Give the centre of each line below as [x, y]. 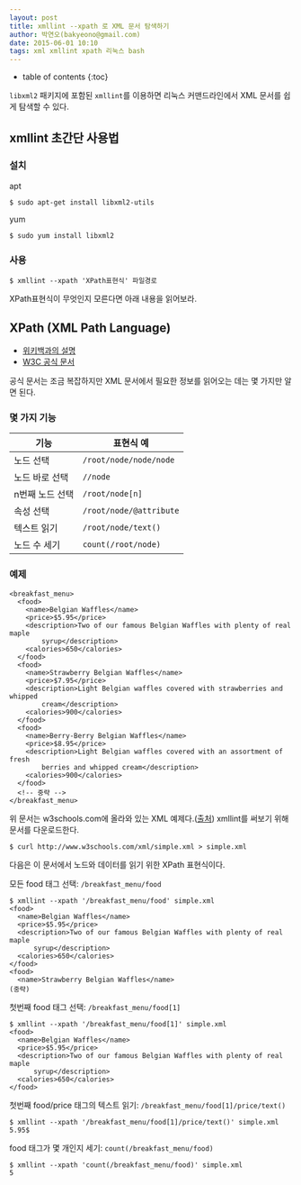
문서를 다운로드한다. [44, 829]
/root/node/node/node [128, 460]
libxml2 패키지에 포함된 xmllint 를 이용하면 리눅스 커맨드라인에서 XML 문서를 [145, 96]
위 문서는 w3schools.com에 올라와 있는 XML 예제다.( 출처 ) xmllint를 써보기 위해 [149, 818]
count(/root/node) [122, 545]
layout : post [34, 18]
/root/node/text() [122, 528]
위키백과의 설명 [49, 350]
